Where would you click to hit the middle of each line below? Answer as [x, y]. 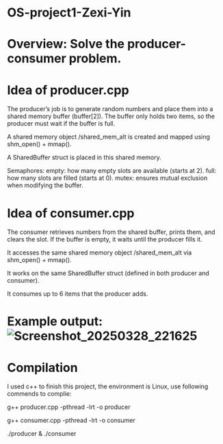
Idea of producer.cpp [68, 90]
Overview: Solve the [66, 44]
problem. [95, 59]
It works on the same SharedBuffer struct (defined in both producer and [108, 273]
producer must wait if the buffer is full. [61, 124]
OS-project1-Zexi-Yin [69, 13]
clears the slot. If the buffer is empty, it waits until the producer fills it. [105, 239]
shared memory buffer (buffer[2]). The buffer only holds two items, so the [111, 116]
